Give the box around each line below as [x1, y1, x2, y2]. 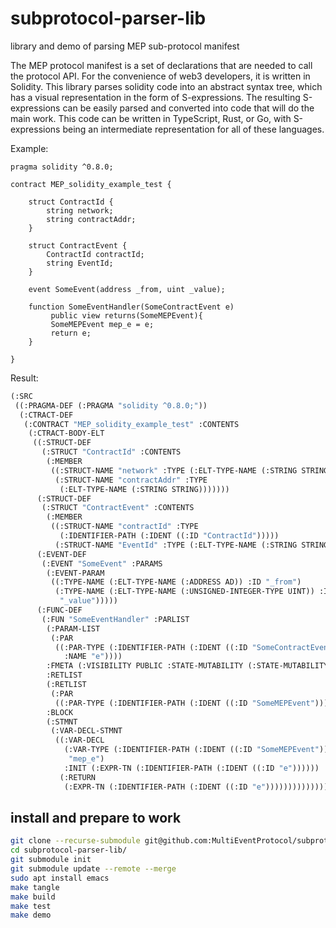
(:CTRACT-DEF [19, 410, 74, 420]
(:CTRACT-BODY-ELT [28, 428, 105, 439]
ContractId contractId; [46, 249, 145, 259]
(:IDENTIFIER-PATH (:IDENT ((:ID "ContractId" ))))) [59, 531, 280, 541]
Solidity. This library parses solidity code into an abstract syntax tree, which [10, 80, 323, 92]
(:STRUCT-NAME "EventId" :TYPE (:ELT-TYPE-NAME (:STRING [54, 540, 298, 550]
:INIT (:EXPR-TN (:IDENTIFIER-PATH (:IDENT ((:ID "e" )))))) [63, 763, 320, 773]
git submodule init [10, 855, 92, 865]
